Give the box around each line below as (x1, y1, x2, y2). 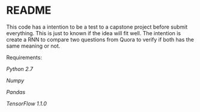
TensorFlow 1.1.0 (6, 99, 47, 107)
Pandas (6, 88, 26, 95)
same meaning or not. (6, 42, 61, 49)
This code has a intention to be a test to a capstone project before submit (6, 23, 188, 30)
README (6, 4, 52, 17)
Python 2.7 (6, 65, 33, 72)
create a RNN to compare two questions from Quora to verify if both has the (6, 36, 194, 43)
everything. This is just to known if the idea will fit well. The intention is (6, 29, 181, 36)
